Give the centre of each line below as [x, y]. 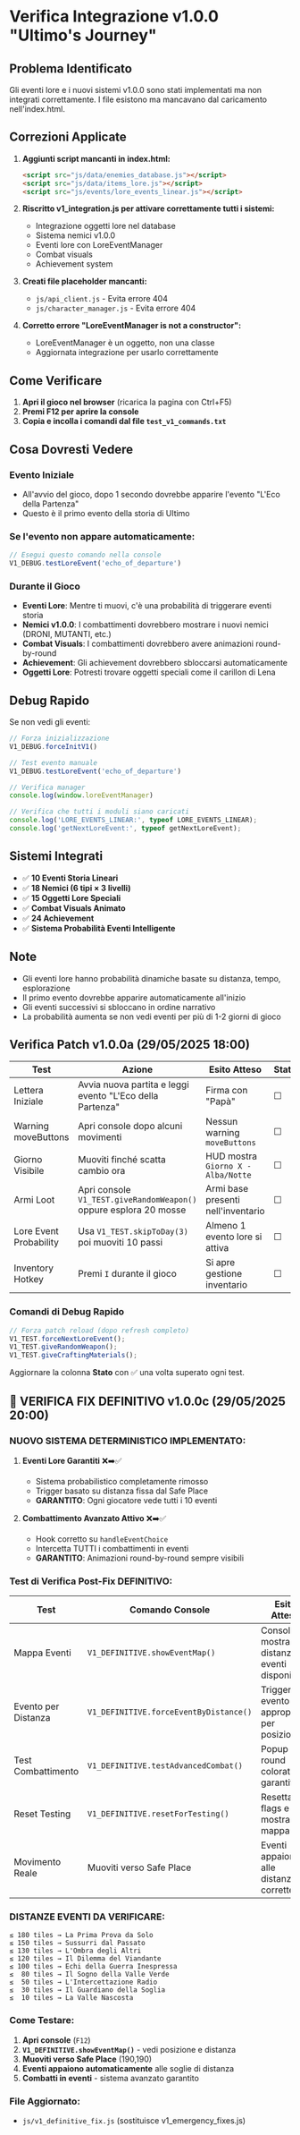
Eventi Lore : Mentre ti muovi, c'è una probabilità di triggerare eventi [147, 606]
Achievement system [74, 264]
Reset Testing [42, 1814]
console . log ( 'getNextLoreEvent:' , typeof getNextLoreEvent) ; [125, 829]
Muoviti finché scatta [122, 1160]
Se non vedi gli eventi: [50, 722]
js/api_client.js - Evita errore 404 [101, 299]
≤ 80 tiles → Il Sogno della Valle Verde [89, 1975]
